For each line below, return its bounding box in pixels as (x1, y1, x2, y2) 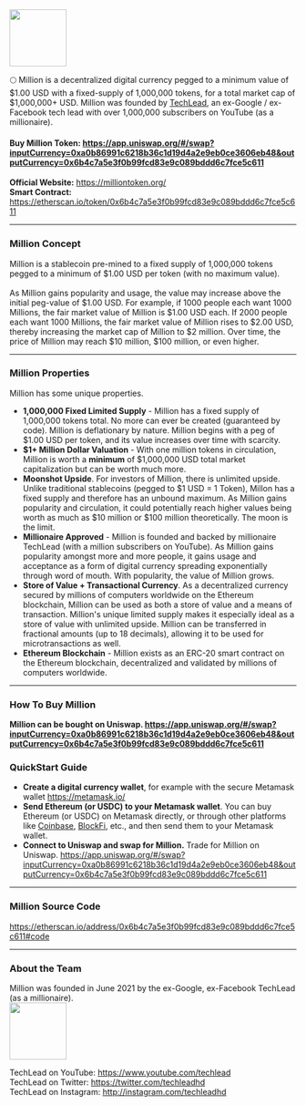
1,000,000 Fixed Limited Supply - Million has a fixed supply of (22, 405, 260, 416)
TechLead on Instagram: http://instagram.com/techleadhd (9, 1086, 227, 1097)
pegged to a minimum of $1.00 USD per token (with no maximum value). (9, 268, 280, 279)
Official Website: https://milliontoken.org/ (9, 177, 167, 188)
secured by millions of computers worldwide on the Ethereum (22, 589, 254, 600)
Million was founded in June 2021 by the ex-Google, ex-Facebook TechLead (9, 982, 296, 993)
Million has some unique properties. (9, 388, 144, 398)
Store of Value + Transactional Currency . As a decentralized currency (22, 579, 289, 591)
